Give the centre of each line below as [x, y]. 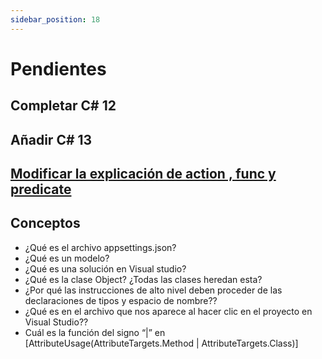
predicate [41, 189]
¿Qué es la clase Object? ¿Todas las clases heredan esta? [143, 279]
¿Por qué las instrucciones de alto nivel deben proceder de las [153, 290]
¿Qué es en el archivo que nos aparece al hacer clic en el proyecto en [168, 311]
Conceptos [45, 223]
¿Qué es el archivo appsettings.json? [100, 247]
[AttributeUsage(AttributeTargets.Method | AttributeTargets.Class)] [161, 343]
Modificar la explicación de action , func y [143, 173]
